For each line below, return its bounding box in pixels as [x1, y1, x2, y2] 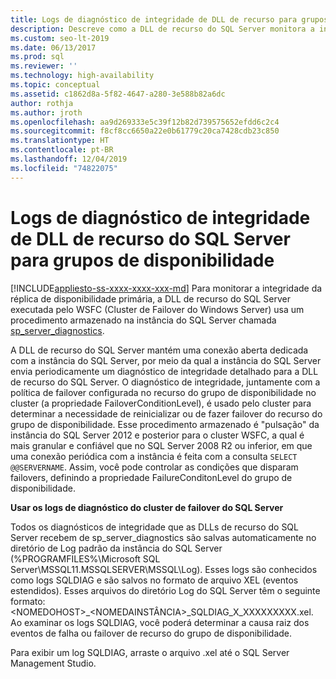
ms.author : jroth [10, 107, 83, 118]
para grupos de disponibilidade [10, 249, 275, 271]
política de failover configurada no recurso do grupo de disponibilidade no [10, 386, 317, 398]
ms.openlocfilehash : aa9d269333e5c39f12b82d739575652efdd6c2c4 [10, 117, 280, 127]
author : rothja [10, 98, 74, 108]
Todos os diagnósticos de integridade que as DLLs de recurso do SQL [10, 521, 299, 533]
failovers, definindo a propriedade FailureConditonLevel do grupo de [10, 471, 293, 483]
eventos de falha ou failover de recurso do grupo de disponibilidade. [10, 627, 293, 639]
